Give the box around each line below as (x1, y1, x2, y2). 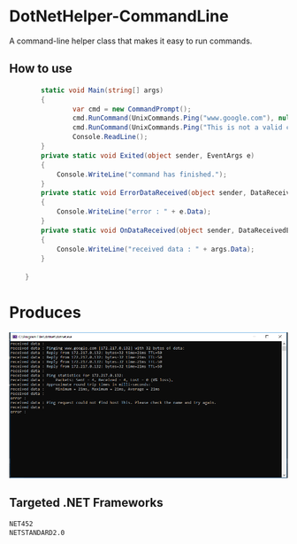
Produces (9, 303, 81, 323)
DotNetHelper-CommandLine (9, 6, 229, 27)
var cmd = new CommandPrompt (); (72, 105, 192, 113)
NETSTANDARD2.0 (9, 529, 65, 538)
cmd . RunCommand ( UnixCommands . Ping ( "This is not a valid (72, 123, 283, 132)
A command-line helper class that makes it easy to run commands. (9, 35, 253, 46)
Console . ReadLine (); (72, 133, 148, 142)
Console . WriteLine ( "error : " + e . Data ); (56, 207, 212, 216)
